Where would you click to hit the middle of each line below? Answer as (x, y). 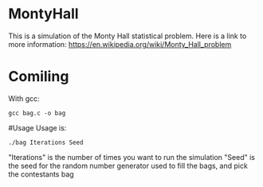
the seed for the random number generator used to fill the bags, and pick (128, 166)
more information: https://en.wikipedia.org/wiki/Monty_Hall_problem (120, 44)
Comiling (39, 77)
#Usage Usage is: (37, 127)
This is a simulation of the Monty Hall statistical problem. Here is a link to (128, 36)
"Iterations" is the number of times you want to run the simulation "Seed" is (131, 157)
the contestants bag (41, 174)
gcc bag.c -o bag (37, 113)
